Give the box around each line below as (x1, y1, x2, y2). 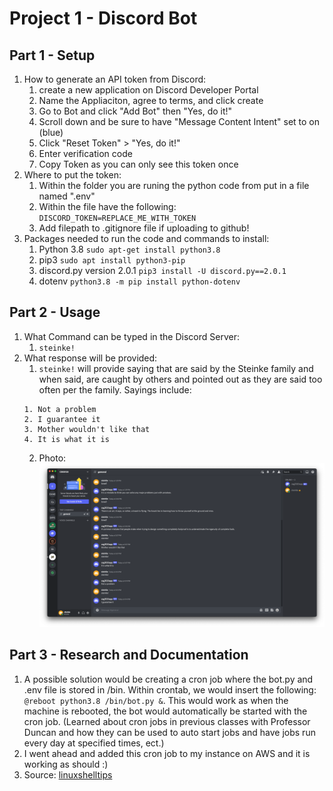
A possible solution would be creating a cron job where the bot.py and (23, 673, 314, 685)
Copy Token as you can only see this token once (38, 158, 239, 170)
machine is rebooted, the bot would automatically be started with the (23, 705, 308, 717)
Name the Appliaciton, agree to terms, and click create (38, 95, 264, 106)
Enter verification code (38, 148, 133, 159)
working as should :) (23, 758, 109, 770)
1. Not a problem (23, 404, 97, 414)
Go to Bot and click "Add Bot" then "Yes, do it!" (38, 105, 233, 117)
